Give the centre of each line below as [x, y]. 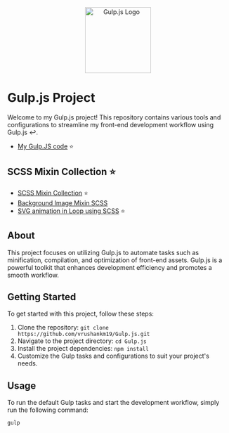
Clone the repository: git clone [63, 328]
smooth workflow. [33, 275]
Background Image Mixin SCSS [63, 202]
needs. [27, 363]
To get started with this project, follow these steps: [81, 314]
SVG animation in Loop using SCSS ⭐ [71, 211]
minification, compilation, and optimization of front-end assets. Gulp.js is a [115, 260]
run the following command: [48, 410]
